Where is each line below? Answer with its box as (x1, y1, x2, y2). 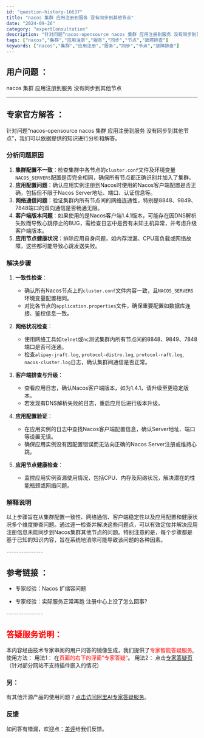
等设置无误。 (24, 433, 56, 440)
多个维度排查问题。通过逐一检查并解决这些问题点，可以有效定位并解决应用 (11, 521, 198, 529)
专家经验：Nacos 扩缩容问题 (15, 585, 86, 592)
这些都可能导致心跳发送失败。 (25, 242, 101, 250)
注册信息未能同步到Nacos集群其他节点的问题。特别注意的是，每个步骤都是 (6, 529, 193, 536)
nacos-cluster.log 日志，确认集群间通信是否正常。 (24, 359, 151, 366)
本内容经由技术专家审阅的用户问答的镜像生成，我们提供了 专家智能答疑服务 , (6, 647, 194, 654)
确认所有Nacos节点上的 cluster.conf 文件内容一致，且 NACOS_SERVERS (24, 287, 194, 294)
